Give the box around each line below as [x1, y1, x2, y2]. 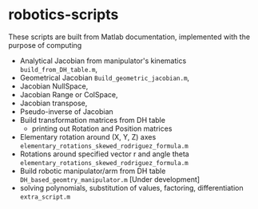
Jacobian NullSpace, [19, 81, 89, 91]
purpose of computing [8, 40, 82, 49]
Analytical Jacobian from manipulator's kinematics [19, 56, 187, 65]
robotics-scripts [8, 6, 119, 24]
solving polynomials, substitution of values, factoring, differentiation [19, 183, 244, 192]
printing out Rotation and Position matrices [31, 124, 173, 133]
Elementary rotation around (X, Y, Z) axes [19, 132, 157, 141]
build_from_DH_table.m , [19, 64, 98, 73]
